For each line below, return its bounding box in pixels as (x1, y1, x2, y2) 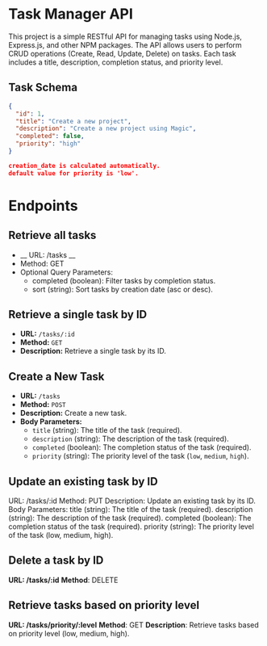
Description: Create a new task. (19, 409, 127, 418)
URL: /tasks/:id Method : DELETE (8, 575, 119, 585)
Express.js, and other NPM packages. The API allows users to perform (8, 40, 242, 49)
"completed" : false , (15, 132, 85, 141)
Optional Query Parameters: (19, 267, 113, 277)
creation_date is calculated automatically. (8, 161, 161, 170)
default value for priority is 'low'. (8, 169, 139, 178)
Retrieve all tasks (8, 229, 97, 242)
